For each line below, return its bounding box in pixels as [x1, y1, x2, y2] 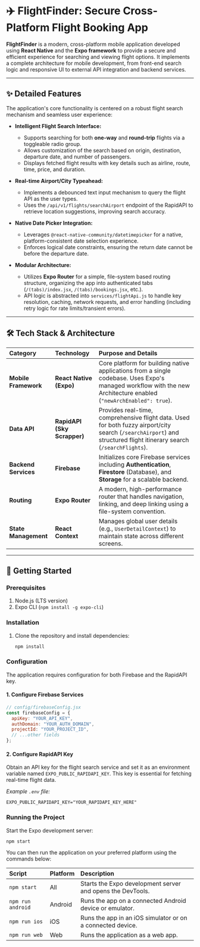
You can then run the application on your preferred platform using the [6, 849, 177, 856]
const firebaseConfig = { [6, 710, 70, 716]
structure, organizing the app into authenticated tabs [23, 279, 153, 286]
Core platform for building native [98, 359, 189, 367]
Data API [9, 424, 35, 433]
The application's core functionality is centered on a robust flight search [6, 104, 183, 111]
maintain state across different [98, 532, 184, 540]
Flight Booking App [51, 21, 149, 35]
